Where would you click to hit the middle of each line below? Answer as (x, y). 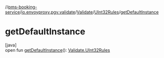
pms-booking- (23, 7)
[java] (11, 45)
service (13, 12)
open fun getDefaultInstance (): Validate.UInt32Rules (58, 50)
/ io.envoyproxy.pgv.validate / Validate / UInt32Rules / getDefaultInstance (89, 12)
